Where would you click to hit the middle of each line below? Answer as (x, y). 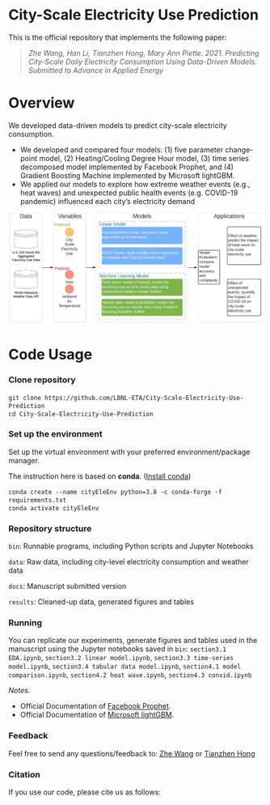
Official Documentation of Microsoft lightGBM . (97, 715)
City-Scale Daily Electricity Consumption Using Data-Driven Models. (142, 62)
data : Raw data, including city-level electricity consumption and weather (129, 562)
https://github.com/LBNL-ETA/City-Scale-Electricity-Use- (144, 398)
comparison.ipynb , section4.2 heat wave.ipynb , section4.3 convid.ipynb (130, 675)
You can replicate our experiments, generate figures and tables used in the (133, 641)
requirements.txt (38, 500)
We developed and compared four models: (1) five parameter (122, 149)
